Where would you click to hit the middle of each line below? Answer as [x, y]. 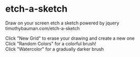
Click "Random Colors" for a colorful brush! [51, 43]
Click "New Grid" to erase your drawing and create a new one [70, 38]
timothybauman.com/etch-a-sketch [43, 28]
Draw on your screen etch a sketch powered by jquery [62, 23]
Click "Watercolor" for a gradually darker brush [55, 49]
